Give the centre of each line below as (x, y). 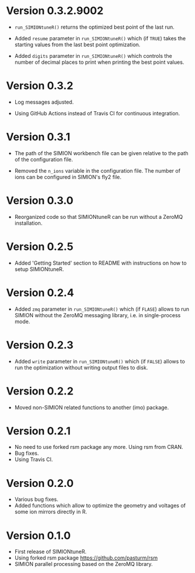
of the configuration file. (44, 159)
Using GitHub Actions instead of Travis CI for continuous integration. (97, 113)
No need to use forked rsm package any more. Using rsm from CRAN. (99, 447)
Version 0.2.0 (40, 483)
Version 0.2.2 (40, 391)
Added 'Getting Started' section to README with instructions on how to (100, 263)
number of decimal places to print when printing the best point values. (99, 62)
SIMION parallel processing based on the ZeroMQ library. (84, 564)
